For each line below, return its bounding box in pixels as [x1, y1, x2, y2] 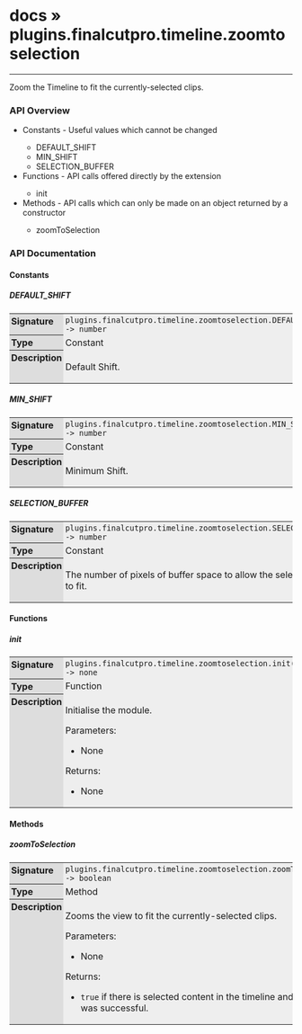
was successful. [80, 1002, 149, 1014]
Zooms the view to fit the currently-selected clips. [65, 909, 277, 922]
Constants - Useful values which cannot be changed [22, 125, 218, 136]
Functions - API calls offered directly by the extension [22, 171, 222, 182]
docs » [9, 5, 62, 26]
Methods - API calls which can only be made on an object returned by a [22, 198, 289, 209]
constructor [22, 208, 67, 218]
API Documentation [9, 247, 97, 260]
